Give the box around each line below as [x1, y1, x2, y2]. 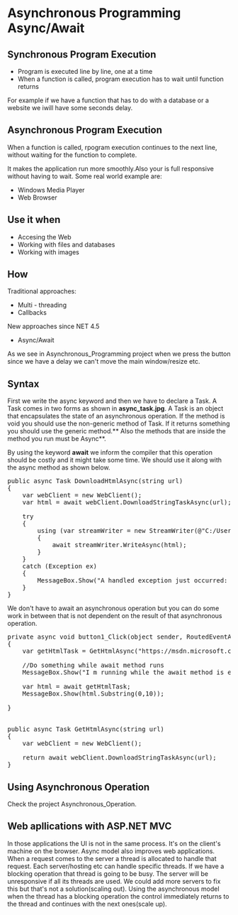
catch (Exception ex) [22, 563, 98, 570]
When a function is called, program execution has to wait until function [17, 75, 225, 83]
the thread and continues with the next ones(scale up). [7, 899, 168, 908]
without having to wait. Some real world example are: [7, 172, 162, 180]
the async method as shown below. [7, 463, 110, 472]
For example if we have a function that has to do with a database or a [7, 96, 209, 104]
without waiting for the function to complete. [7, 151, 137, 159]
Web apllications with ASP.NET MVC [7, 821, 172, 833]
